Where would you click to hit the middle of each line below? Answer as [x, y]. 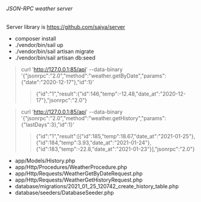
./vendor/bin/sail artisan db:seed [55, 58]
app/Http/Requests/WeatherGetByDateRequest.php [79, 174]
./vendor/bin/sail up [39, 45]
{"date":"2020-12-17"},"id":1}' [57, 82]
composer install [35, 38]
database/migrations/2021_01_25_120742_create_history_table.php [97, 186]
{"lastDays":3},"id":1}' [48, 125]
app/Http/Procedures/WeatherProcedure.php [71, 167]
